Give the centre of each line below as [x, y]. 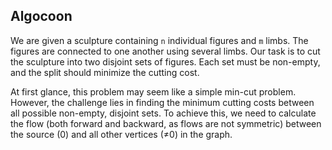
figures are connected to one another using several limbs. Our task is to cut [165, 51]
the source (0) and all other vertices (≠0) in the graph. [121, 134]
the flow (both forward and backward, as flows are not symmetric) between [166, 123]
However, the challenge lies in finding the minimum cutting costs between [162, 102]
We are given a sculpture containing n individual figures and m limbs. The [159, 40]
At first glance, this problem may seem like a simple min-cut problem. [153, 91]
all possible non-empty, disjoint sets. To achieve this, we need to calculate [163, 113]
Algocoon [41, 16]
